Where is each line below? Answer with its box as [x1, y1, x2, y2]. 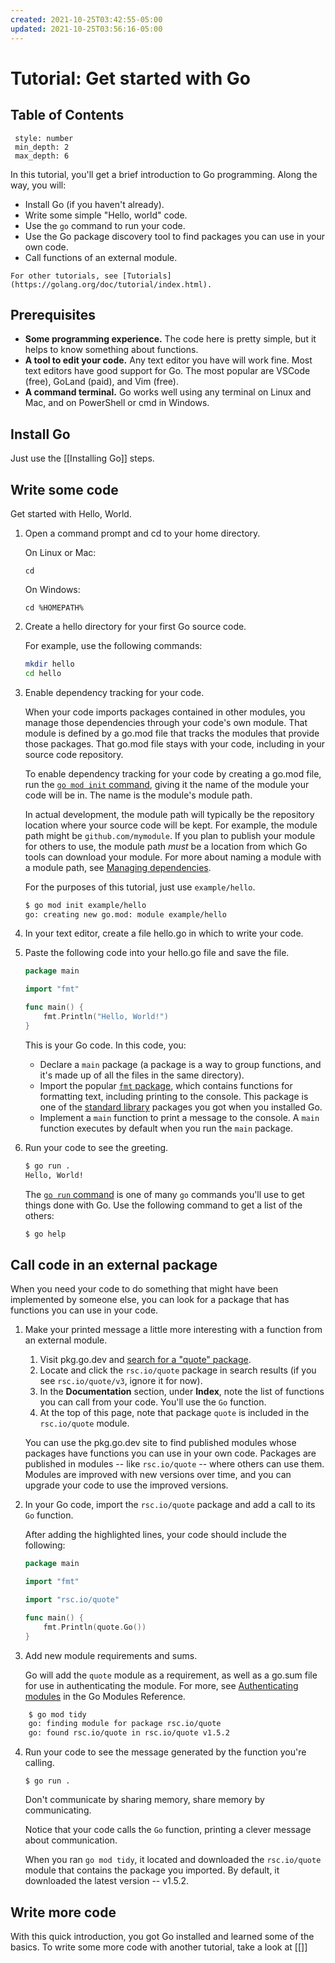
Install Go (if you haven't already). [24, 198, 165, 210]
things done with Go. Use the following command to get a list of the [24, 1199, 303, 1211]
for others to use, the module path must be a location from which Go [24, 840, 308, 852]
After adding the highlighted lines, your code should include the [24, 1529, 287, 1541]
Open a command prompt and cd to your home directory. [24, 527, 261, 539]
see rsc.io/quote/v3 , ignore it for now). [39, 1375, 203, 1387]
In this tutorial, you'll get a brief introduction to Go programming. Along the [10, 168, 318, 180]
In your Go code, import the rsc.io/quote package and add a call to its [24, 1499, 316, 1511]
